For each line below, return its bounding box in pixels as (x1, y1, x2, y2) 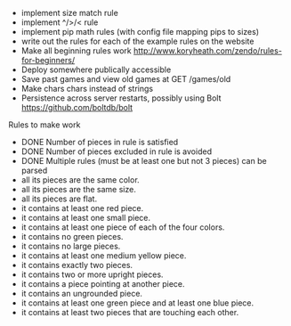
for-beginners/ (20, 55, 76, 65)
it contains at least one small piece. (20, 213, 151, 223)
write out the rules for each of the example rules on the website (20, 36, 255, 46)
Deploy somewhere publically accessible (20, 64, 172, 75)
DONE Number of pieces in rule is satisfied (20, 137, 179, 147)
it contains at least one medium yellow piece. (20, 250, 187, 261)
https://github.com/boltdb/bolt (20, 102, 133, 112)
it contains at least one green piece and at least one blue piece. (20, 297, 255, 308)
